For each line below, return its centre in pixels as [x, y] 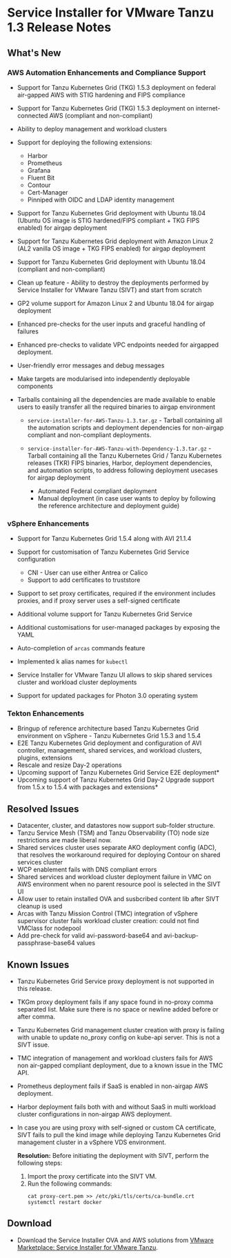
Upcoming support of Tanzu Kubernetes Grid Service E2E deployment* [118, 773]
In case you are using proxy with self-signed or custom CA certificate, [117, 1128]
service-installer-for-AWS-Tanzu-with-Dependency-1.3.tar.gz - [119, 448]
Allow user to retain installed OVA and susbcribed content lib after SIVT [118, 899]
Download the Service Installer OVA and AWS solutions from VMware [115, 1240]
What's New [34, 53]
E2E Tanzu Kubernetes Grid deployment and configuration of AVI [109, 743]
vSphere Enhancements [48, 523]
